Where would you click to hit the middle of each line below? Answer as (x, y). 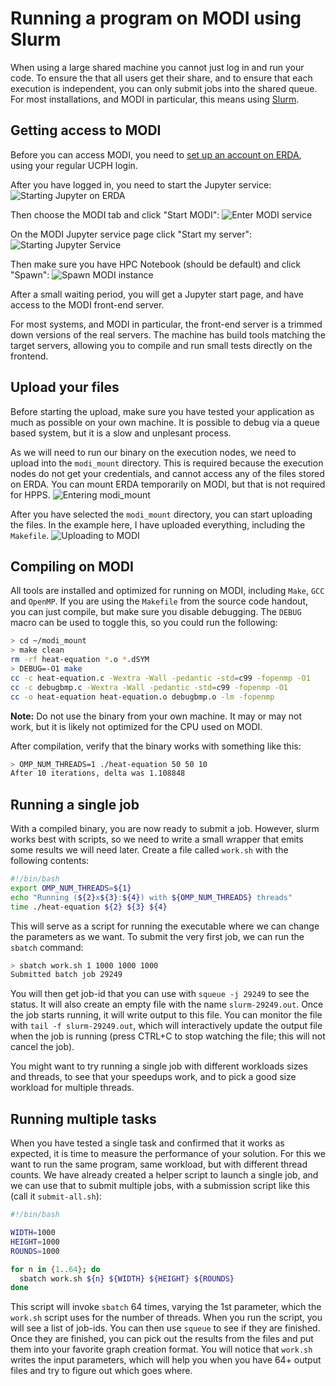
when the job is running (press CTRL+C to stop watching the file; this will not (168, 1036)
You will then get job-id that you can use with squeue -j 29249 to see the (160, 994)
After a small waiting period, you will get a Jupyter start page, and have (157, 294)
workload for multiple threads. (72, 1088)
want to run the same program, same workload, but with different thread (159, 1164)
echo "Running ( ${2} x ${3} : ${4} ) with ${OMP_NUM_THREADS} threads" (151, 897)
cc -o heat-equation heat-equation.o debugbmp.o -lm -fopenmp (142, 697)
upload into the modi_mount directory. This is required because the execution (167, 463)
